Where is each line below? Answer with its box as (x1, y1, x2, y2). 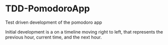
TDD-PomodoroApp (5, 3, 90, 14)
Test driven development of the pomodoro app (5, 19, 102, 25)
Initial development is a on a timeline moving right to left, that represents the (5, 29, 163, 35)
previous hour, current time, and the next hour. (5, 34, 102, 40)
